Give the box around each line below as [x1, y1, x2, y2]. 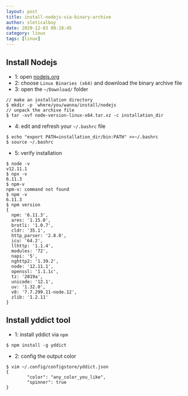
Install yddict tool [6, 315, 71, 326]
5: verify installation [14, 149, 63, 156]
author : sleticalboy [6, 19, 57, 25]
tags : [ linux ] [6, 36, 41, 42]
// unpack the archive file [6, 107, 75, 113]
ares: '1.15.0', [11, 217, 51, 223]
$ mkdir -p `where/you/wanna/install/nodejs [6, 102, 117, 108]
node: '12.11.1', [11, 263, 54, 269]
